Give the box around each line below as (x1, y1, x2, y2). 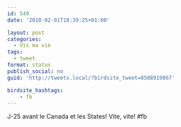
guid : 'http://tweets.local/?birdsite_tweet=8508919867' (7, 74, 175, 81)
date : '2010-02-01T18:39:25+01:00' (7, 17, 110, 24)
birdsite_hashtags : (7, 87, 64, 94)
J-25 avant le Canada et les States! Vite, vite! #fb (7, 112, 148, 121)
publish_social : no (7, 67, 64, 75)
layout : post (7, 29, 45, 36)
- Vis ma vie (13, 42, 51, 49)
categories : (7, 35, 42, 42)
